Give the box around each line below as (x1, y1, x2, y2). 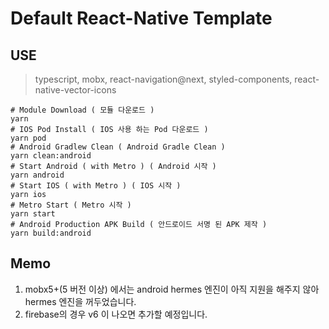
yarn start (10, 209, 56, 219)
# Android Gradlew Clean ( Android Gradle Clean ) (10, 142, 226, 152)
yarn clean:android (10, 151, 92, 161)
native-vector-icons (34, 84, 117, 96)
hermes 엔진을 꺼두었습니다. (24, 295, 137, 307)
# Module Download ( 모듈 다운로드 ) (10, 105, 155, 115)
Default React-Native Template (10, 7, 273, 30)
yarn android (10, 170, 65, 180)
